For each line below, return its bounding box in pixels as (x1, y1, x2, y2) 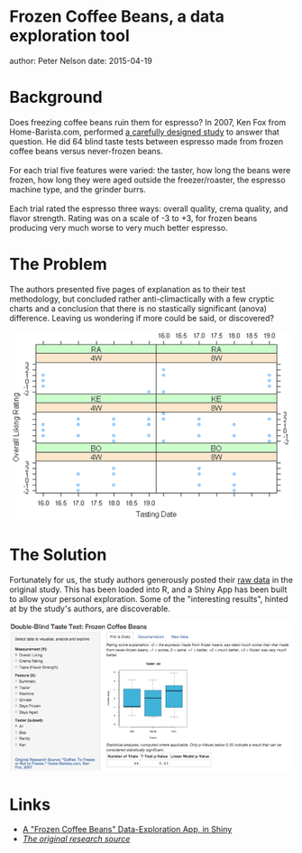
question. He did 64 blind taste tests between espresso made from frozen (9, 135, 284, 146)
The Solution (9, 544, 107, 565)
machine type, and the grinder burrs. (9, 183, 146, 195)
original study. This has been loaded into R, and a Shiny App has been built (9, 584, 288, 595)
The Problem (9, 255, 107, 274)
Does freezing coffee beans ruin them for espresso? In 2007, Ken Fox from (9, 116, 287, 127)
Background (9, 88, 103, 107)
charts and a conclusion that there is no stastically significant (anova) (9, 302, 268, 313)
